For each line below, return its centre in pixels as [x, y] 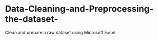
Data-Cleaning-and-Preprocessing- [79, 9]
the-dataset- [32, 19]
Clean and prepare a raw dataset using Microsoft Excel [60, 32]
